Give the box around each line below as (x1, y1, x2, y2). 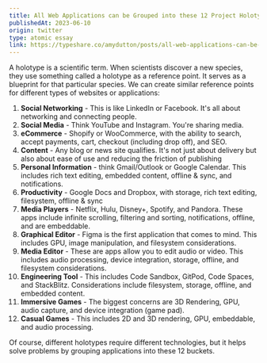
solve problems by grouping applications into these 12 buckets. (9, 346, 215, 356)
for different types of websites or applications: (9, 88, 161, 97)
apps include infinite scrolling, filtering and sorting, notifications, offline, (20, 213, 256, 223)
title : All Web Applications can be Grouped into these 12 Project (9, 11, 237, 20)
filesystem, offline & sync (20, 196, 104, 206)
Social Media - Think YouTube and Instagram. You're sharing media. (20, 120, 244, 130)
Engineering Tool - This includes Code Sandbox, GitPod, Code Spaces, (20, 272, 254, 281)
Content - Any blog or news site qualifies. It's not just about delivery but (20, 146, 257, 155)
